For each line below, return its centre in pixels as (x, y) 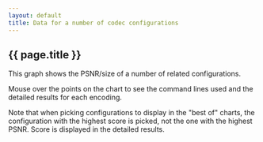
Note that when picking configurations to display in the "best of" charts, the (131, 113)
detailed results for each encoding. (65, 97)
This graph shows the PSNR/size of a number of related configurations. (125, 74)
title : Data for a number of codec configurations (93, 23)
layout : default (35, 15)
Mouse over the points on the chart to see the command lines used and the (131, 89)
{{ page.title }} (45, 55)
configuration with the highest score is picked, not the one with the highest (130, 121)
